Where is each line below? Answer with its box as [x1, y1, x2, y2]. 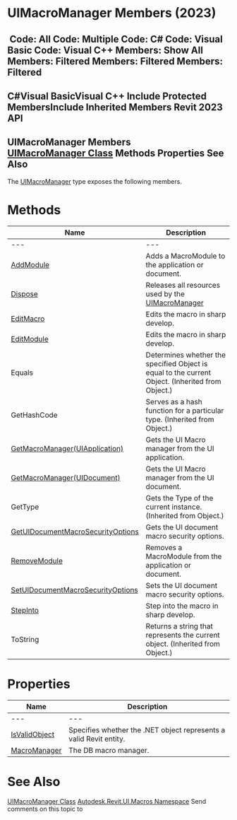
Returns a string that [145, 621, 213, 631]
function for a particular [145, 405, 224, 415]
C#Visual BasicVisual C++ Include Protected [7, 90, 207, 102]
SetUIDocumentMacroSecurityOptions [11, 585, 139, 594]
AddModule [11, 259, 50, 269]
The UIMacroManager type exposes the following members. [7, 177, 182, 185]
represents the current [145, 630, 220, 640]
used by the [145, 288, 185, 298]
